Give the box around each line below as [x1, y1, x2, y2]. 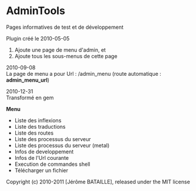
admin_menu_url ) [6, 76, 50, 83]
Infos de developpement [14, 148, 74, 155]
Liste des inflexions [14, 116, 62, 124]
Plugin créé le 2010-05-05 [6, 35, 70, 42]
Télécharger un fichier [14, 166, 69, 174]
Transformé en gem [6, 94, 54, 101]
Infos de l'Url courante [14, 154, 69, 161]
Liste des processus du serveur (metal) [14, 142, 110, 149]
